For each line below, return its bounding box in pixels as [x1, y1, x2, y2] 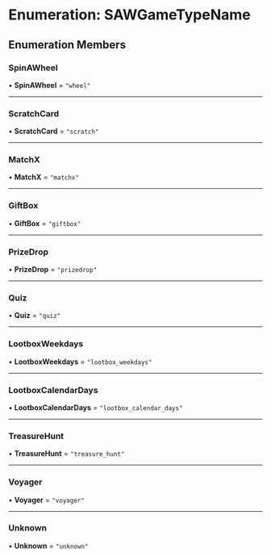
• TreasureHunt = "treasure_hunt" [8, 449, 125, 459]
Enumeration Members [8, 38, 127, 52]
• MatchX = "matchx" [8, 172, 79, 182]
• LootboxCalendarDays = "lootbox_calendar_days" [8, 402, 183, 413]
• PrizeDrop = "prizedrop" [8, 265, 98, 274]
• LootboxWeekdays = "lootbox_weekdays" [8, 357, 152, 366]
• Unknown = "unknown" [8, 541, 89, 551]
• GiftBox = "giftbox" [8, 218, 81, 228]
